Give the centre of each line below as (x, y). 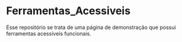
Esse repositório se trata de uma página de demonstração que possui (91, 27)
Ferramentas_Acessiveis (68, 11)
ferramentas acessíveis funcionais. (49, 33)
